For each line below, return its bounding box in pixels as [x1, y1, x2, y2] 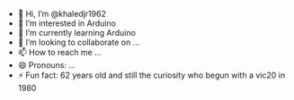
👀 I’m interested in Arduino [17, 18, 117, 29]
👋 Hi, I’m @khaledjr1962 [17, 9, 106, 19]
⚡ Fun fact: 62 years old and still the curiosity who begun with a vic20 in [17, 70, 286, 80]
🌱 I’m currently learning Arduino [17, 28, 137, 37]
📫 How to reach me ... [17, 47, 102, 57]
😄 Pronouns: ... [17, 60, 76, 71]
